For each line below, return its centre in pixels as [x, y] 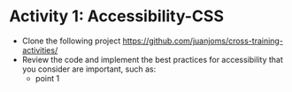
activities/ [40, 50]
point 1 [47, 78]
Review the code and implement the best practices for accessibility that [152, 59]
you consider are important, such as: [89, 69]
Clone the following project [71, 41]
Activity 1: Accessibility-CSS [116, 16]
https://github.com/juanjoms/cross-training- [203, 41]
